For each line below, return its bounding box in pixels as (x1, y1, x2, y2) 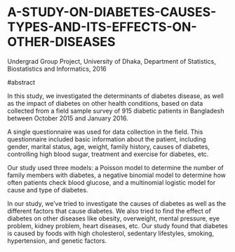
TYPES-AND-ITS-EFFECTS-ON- (7, 19, 198, 35)
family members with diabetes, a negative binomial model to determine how (7, 171, 226, 179)
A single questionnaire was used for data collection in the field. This (7, 127, 203, 136)
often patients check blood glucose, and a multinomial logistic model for (7, 178, 216, 186)
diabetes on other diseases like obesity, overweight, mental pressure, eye (7, 214, 220, 223)
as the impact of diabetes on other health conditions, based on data (7, 99, 203, 107)
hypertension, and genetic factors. (7, 236, 107, 245)
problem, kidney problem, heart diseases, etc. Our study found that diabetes (7, 221, 228, 230)
